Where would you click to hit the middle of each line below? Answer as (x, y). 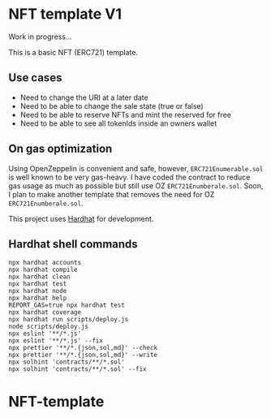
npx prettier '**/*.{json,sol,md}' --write (83, 355)
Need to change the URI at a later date (84, 97)
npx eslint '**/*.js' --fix (56, 341)
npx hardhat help (38, 298)
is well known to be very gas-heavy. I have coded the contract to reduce (129, 177)
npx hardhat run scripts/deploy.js (69, 320)
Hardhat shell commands (73, 244)
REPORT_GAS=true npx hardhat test (67, 305)
